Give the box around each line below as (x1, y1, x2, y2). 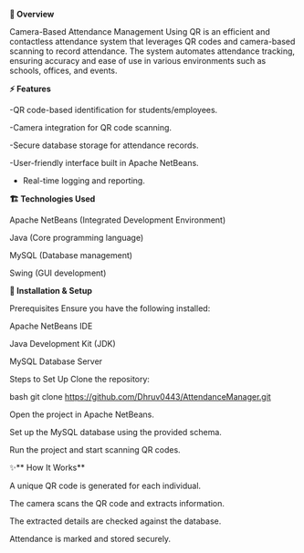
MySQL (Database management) (9, 250, 133, 260)
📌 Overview (9, 9, 55, 19)
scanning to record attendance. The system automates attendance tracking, (9, 46, 295, 57)
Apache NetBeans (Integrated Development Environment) (9, 214, 226, 225)
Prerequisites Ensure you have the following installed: (9, 303, 211, 314)
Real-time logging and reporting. (22, 175, 146, 186)
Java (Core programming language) (9, 233, 144, 243)
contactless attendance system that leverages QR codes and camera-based (9, 37, 296, 47)
